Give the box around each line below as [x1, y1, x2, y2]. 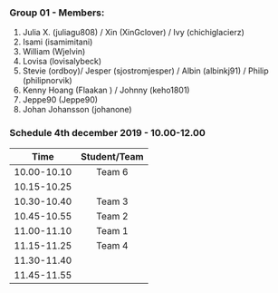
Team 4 [96, 239, 129, 251]
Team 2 [96, 210, 129, 222]
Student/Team [80, 150, 144, 162]
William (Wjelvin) [22, 46, 86, 57]
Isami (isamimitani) [22, 36, 93, 47]
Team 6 [96, 165, 129, 178]
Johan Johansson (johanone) [22, 104, 133, 115]
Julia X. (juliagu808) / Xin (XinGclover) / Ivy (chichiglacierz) [22, 27, 244, 38]
